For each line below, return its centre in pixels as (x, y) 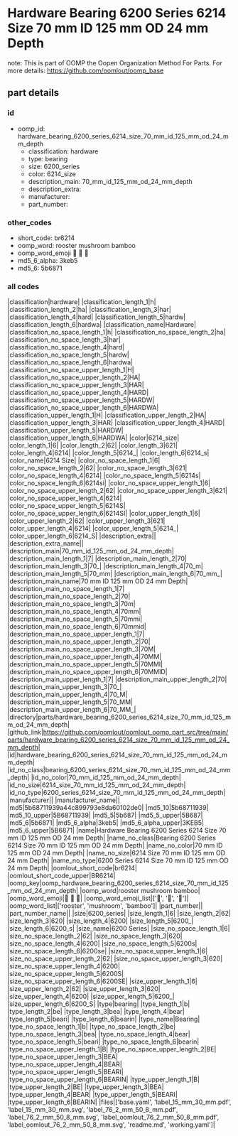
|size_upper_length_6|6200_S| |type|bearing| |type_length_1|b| (99, 1004)
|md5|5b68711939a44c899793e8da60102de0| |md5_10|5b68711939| (108, 808)
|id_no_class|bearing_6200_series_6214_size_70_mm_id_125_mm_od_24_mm (119, 770)
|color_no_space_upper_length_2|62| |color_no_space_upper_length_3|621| (118, 491)
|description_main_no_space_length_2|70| (69, 596)
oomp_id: (31, 129)
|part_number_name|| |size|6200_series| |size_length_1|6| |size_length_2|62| (119, 914)
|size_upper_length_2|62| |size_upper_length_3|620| (84, 989)
